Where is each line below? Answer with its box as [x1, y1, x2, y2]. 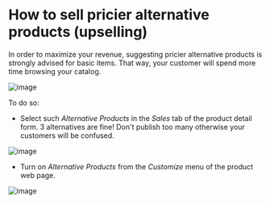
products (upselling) [8, 23, 147, 41]
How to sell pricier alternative [8, 6, 210, 24]
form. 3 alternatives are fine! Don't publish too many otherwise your [19, 122, 246, 131]
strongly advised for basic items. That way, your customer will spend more [8, 58, 256, 68]
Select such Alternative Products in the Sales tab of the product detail [19, 113, 252, 123]
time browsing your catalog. [8, 66, 102, 76]
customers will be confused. [19, 131, 114, 140]
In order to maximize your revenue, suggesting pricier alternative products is [8, 49, 263, 59]
